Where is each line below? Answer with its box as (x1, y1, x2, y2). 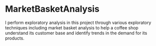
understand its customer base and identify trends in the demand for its (5, 30, 148, 36)
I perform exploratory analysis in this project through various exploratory (5, 20, 152, 25)
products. (5, 35, 24, 41)
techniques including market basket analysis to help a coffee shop (5, 24, 138, 30)
